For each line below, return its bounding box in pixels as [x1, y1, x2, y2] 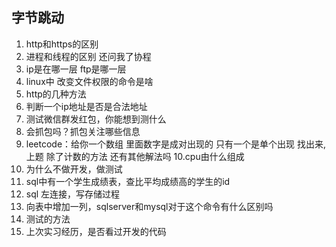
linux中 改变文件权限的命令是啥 [25, 75, 154, 87]
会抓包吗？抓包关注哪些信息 [25, 125, 141, 137]
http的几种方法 [25, 88, 87, 100]
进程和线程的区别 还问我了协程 [25, 50, 152, 62]
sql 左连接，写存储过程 [25, 188, 121, 200]
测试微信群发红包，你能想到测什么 [25, 113, 167, 125]
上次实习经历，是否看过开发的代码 [25, 225, 167, 237]
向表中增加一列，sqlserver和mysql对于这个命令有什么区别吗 [25, 200, 274, 212]
